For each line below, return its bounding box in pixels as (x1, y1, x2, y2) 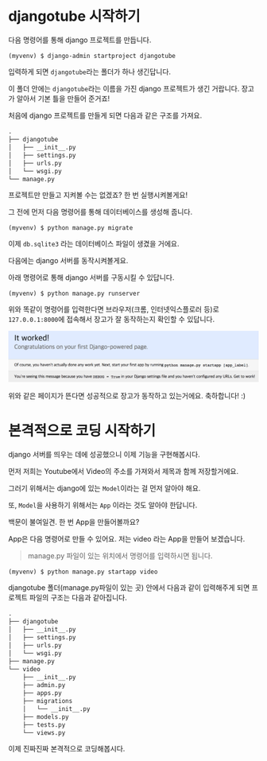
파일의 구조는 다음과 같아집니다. (29, 592, 127, 602)
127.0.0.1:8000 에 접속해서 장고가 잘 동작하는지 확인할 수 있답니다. (8, 314, 215, 324)
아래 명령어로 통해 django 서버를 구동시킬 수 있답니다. (8, 272, 175, 282)
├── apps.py (22, 689, 62, 697)
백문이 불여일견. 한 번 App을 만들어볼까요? (8, 517, 140, 526)
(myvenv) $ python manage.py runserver (8, 289, 141, 297)
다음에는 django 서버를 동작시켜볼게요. (8, 255, 129, 265)
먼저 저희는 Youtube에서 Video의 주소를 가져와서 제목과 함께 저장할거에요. (8, 466, 239, 476)
